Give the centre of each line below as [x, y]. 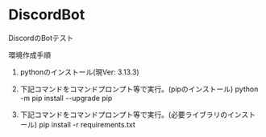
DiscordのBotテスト [41, 38]
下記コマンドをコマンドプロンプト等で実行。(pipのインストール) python [139, 89]
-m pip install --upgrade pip [66, 98]
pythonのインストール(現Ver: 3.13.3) [79, 72]
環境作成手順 [29, 54]
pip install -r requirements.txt [87, 124]
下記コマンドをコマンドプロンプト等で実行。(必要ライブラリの [124, 115]
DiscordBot [47, 15]
